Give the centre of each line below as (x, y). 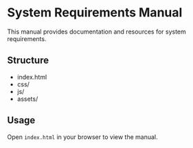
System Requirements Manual (95, 13)
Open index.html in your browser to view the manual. (82, 137)
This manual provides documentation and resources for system (97, 32)
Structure (28, 61)
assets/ (27, 99)
